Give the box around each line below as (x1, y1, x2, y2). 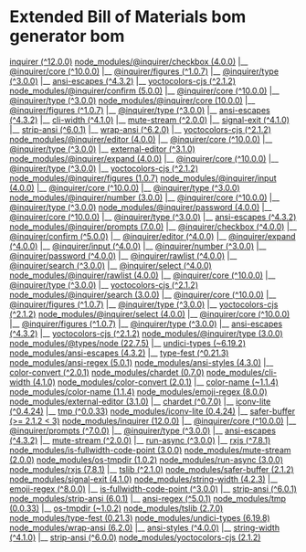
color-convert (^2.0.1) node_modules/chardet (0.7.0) (9, 366, 205, 377)
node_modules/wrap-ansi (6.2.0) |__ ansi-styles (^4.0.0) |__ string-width (9, 522, 280, 533)
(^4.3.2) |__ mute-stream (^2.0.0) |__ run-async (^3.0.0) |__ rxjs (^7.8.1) (9, 434, 271, 445)
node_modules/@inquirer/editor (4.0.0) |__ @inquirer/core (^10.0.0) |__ (9, 133, 273, 144)
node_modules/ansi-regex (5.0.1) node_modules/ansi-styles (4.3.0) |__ (9, 356, 274, 367)
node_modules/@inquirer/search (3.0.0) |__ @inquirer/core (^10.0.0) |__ (9, 289, 277, 300)
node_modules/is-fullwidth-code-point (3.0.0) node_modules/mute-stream (9, 444, 291, 455)
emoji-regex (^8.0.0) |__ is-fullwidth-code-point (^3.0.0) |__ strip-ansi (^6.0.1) (9, 483, 297, 494)
